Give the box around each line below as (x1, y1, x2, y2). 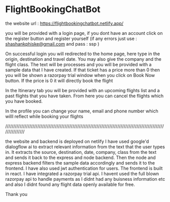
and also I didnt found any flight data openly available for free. (5, 181, 135, 187)
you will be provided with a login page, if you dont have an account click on (5, 30, 163, 36)
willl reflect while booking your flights (5, 113, 84, 119)
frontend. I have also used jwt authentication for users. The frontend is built (5, 165, 163, 171)
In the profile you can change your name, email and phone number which (5, 108, 158, 114)
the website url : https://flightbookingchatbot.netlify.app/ (5, 20, 124, 26)
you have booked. (5, 98, 43, 104)
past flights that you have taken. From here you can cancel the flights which (5, 93, 164, 99)
